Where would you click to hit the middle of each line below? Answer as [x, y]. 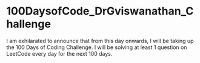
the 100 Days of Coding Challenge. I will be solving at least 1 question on [97, 47]
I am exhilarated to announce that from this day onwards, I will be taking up [100, 41]
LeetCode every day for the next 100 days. [59, 53]
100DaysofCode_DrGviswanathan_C [100, 11]
